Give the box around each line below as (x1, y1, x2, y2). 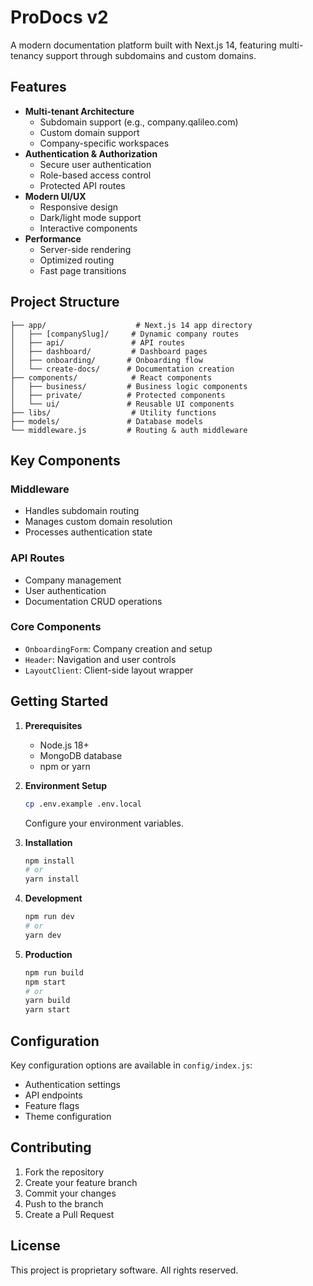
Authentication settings (24, 1078, 121, 1090)
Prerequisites (24, 719, 83, 731)
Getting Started (10, 693, 109, 710)
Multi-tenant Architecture (24, 105, 135, 117)
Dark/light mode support (39, 211, 142, 223)
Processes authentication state (24, 526, 153, 538)
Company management (24, 574, 122, 586)
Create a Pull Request (24, 1208, 115, 1220)
